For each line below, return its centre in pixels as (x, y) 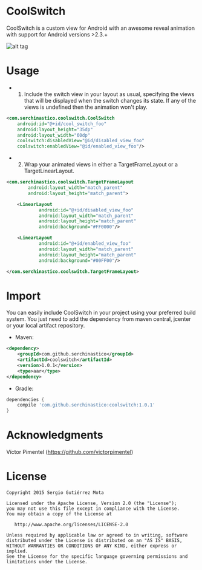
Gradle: (24, 388)
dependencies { (25, 399)
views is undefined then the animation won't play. (86, 107)
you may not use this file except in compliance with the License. (93, 509)
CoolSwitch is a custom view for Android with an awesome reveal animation (101, 28)
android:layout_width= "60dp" (54, 135)
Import (24, 296)
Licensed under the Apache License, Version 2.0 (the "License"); (92, 503)
